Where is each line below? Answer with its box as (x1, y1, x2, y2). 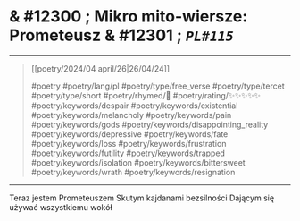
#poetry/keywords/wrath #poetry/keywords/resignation (30, 166, 236, 177)
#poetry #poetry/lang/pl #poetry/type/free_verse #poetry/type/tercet (30, 81, 285, 91)
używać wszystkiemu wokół (9, 201, 113, 212)
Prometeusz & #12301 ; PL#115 (9, 25, 234, 46)
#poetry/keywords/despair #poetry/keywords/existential (30, 100, 238, 111)
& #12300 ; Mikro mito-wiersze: (9, 6, 248, 27)
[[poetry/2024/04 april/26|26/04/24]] (30, 63, 171, 73)
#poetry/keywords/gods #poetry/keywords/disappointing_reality (30, 119, 269, 130)
